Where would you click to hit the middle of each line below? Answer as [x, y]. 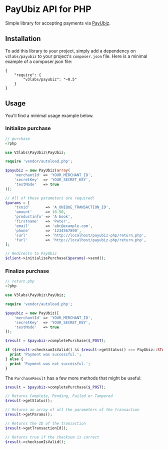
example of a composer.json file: [39, 61]
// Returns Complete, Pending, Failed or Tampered [59, 396]
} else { [14, 359]
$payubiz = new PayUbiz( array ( [38, 170]
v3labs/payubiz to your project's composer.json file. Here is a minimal [76, 56]
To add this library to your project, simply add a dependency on [70, 50]
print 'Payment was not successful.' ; [50, 363]
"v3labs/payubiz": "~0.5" [50, 79]
